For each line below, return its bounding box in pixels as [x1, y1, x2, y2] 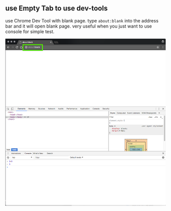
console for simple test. [5, 28, 55, 35]
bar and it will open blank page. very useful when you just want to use [5, 23, 152, 29]
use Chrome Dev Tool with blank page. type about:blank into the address [5, 17, 159, 23]
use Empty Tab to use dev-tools [5, 4, 108, 13]
